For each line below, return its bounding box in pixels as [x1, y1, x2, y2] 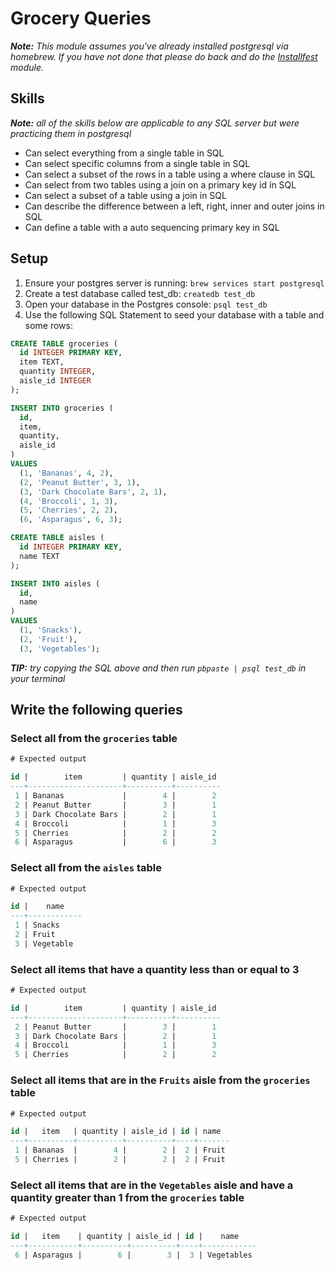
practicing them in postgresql [10, 127, 132, 139]
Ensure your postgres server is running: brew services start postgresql [24, 277, 325, 289]
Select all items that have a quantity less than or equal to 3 [10, 962, 300, 976]
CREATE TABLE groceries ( [10, 338, 118, 349]
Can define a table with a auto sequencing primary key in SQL [24, 221, 280, 233]
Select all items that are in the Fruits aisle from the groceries [10, 1073, 311, 1087]
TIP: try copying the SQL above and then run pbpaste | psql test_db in [10, 662, 307, 674]
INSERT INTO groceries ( [10, 403, 114, 413]
